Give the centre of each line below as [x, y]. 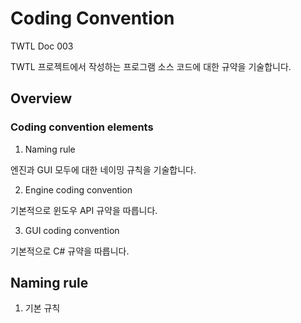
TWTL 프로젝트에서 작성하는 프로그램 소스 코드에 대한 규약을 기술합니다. [151, 66]
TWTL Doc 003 [42, 46]
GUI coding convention [72, 230]
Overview [41, 98]
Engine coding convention [78, 189]
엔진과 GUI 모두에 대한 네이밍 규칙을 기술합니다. [103, 169]
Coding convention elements [82, 127]
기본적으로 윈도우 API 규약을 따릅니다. [84, 210]
